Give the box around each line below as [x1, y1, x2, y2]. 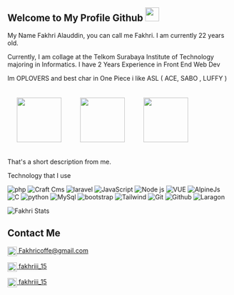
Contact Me [7, 227, 61, 239]
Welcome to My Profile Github [7, 12, 144, 24]
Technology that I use [7, 171, 71, 179]
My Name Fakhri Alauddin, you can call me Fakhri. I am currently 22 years [7, 31, 225, 39]
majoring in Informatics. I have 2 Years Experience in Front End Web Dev [7, 60, 220, 69]
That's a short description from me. [7, 157, 112, 166]
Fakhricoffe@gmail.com [18, 246, 89, 254]
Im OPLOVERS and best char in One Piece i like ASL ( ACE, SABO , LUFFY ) [7, 74, 227, 82]
